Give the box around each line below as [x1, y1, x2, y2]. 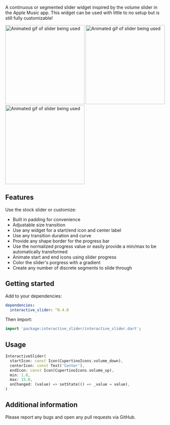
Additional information [5, 401, 78, 409]
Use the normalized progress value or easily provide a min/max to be [12, 243, 157, 249]
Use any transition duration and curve [12, 232, 92, 238]
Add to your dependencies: [5, 293, 62, 299]
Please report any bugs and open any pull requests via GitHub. [5, 414, 136, 420]
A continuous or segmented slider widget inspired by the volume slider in [5, 5, 158, 10]
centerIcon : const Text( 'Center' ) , [10, 363, 85, 368]
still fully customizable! [5, 15, 53, 21]
